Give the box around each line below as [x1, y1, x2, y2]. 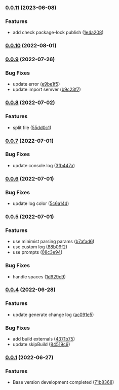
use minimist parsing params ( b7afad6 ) [12, 239, 95, 245]
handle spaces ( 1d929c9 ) [12, 273, 66, 279]
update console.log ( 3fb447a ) [12, 162, 75, 168]
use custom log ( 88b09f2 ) [12, 244, 67, 250]
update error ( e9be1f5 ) [12, 81, 60, 87]
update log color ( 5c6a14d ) [12, 200, 69, 206]
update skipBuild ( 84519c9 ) [12, 341, 70, 348]
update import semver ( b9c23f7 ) [12, 86, 81, 93]
